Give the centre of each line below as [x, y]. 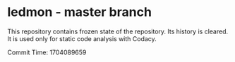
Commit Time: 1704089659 [47, 52]
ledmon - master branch [79, 12]
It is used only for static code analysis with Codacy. [82, 38]
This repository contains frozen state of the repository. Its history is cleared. [117, 31]
